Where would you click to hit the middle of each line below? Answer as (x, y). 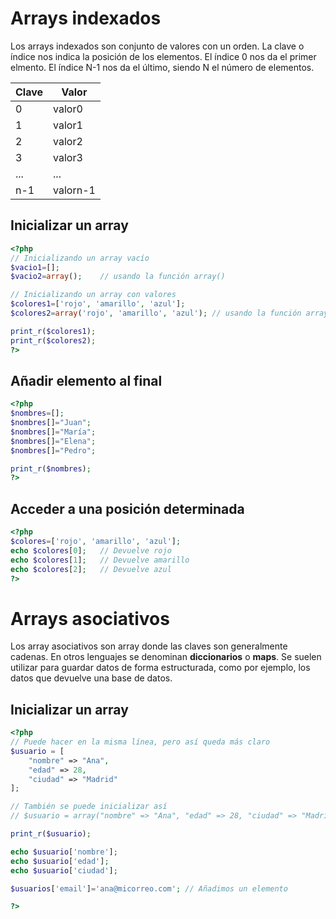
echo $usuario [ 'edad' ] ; (60, 861)
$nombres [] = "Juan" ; (51, 423)
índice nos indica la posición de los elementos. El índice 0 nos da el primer (163, 56)
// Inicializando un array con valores (93, 295)
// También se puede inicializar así (89, 807)
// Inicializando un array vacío (80, 258)
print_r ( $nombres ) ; (51, 468)
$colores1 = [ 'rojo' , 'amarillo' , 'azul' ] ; (98, 304)
